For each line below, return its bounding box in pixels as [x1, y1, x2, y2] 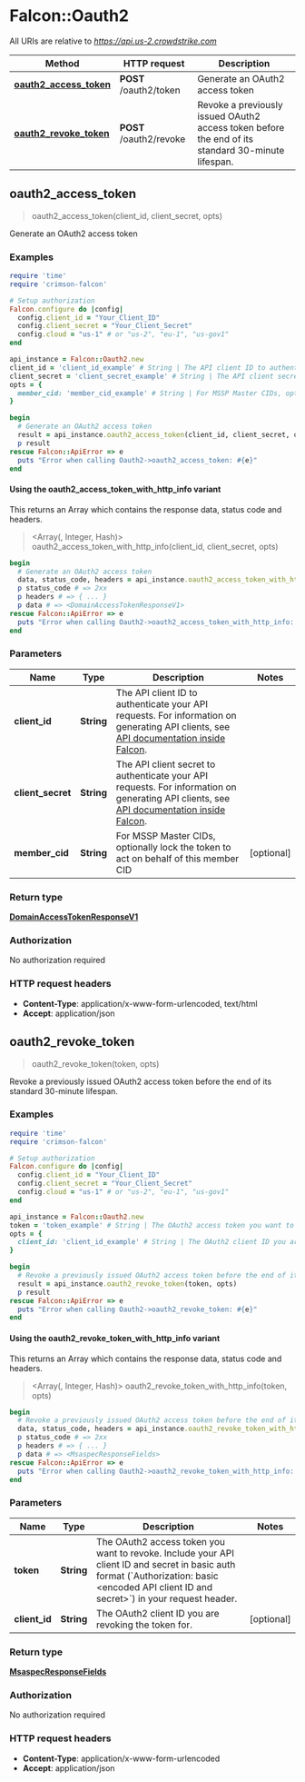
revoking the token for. [96, 1618, 193, 1631]
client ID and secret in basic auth [96, 1558, 236, 1570]
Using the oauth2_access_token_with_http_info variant [9, 483, 221, 495]
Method [44, 56, 80, 69]
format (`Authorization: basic [96, 1569, 220, 1582]
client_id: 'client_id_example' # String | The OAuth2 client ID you [17, 1238, 286, 1247]
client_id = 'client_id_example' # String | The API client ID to [9, 363, 266, 373]
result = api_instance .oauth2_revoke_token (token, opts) [17, 1279, 238, 1289]
